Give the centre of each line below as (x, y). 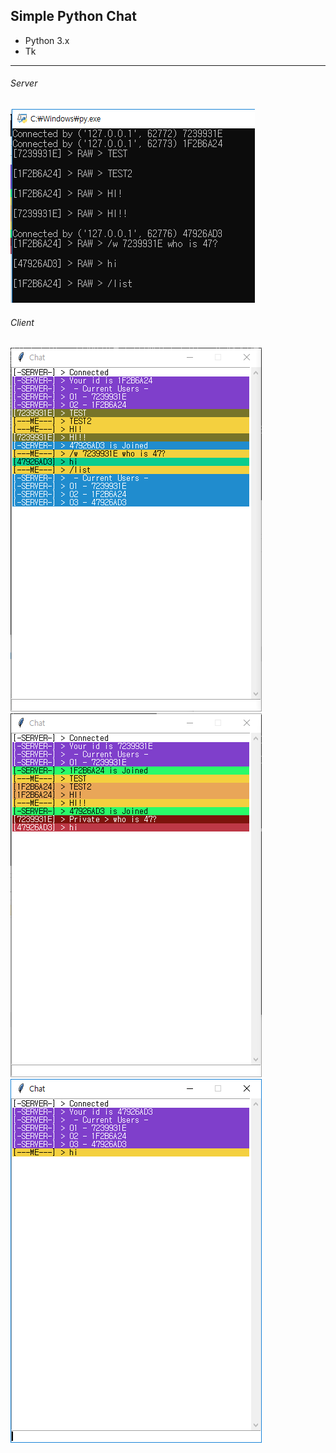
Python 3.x (47, 40)
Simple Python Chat (73, 16)
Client (22, 322)
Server (24, 83)
